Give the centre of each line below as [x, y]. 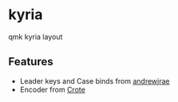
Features [31, 62]
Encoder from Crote [52, 89]
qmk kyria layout [36, 37]
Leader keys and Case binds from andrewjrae [95, 80]
